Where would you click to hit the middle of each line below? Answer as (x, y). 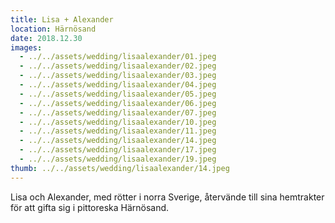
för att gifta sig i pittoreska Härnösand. (90, 207)
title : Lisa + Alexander (62, 19)
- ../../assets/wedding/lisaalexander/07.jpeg (118, 112)
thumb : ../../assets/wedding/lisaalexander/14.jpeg (120, 168)
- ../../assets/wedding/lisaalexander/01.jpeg (118, 57)
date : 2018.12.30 (46, 38)
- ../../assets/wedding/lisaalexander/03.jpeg (118, 76)
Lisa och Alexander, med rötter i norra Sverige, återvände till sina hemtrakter (167, 197)
